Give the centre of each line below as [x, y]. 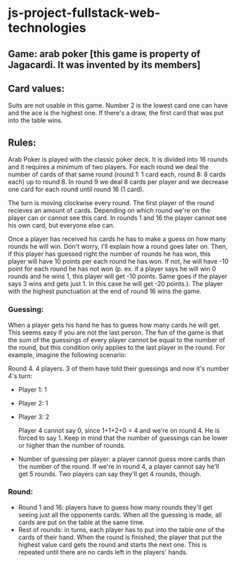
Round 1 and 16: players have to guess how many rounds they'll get [115, 507]
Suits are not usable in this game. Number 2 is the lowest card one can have [118, 105]
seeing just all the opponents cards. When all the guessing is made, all [120, 515]
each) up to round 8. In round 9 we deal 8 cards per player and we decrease [118, 182]
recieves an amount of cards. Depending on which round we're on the [109, 211]
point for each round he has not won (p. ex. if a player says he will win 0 [112, 269]
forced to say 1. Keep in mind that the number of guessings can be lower [123, 438]
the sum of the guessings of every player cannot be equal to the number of [117, 339]
